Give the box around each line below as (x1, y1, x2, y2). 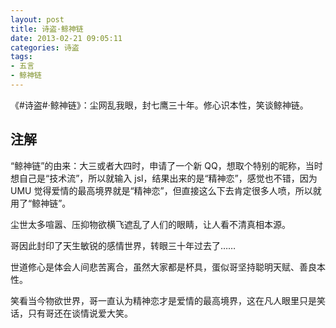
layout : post (10, 14, 65, 25)
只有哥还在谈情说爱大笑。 (27, 307, 133, 319)
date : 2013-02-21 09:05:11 (10, 33, 123, 43)
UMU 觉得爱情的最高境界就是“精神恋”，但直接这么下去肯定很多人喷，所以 (10, 184, 313, 196)
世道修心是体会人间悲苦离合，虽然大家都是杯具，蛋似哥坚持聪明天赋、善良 (10, 261, 317, 273)
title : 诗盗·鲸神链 (10, 24, 84, 34)
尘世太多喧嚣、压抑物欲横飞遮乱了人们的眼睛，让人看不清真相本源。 (10, 218, 291, 230)
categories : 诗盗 (10, 42, 80, 53)
